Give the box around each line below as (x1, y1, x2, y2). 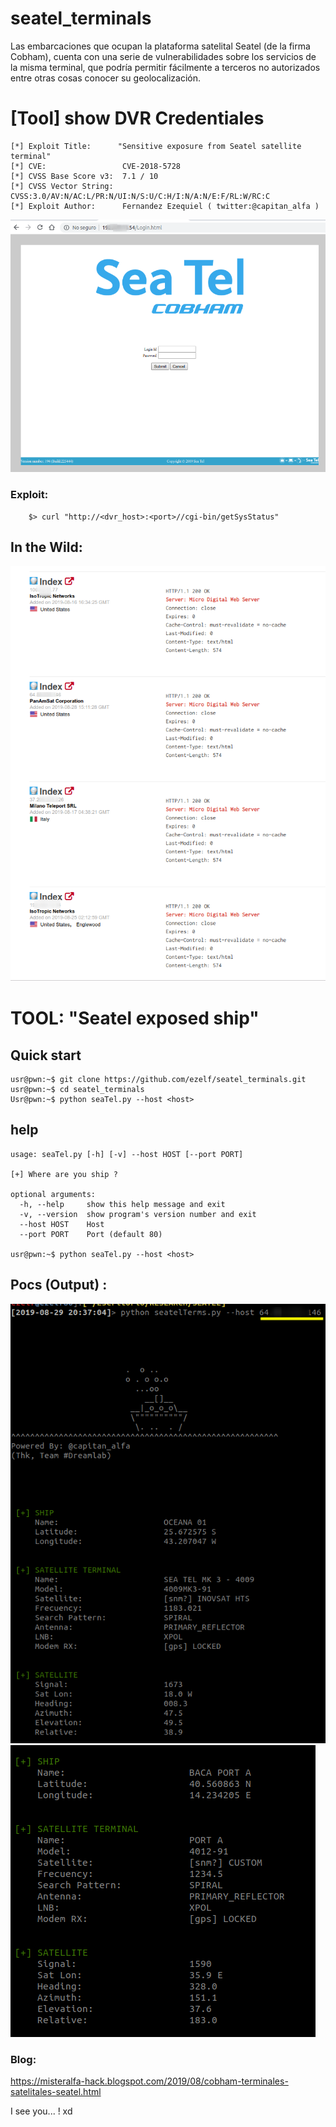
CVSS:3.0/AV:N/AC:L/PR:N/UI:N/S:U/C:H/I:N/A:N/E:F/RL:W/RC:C (10, 191, 271, 201)
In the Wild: (10, 538, 83, 556)
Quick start (10, 1047, 82, 1064)
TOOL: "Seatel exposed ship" (10, 1007, 260, 1030)
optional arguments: (10, 1189, 97, 1199)
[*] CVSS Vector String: (10, 181, 114, 191)
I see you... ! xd (10, 2105, 73, 2117)
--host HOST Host (19, 1219, 105, 1229)
